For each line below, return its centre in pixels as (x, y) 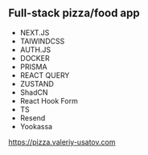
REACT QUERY (45, 75)
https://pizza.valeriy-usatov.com (62, 142)
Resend (33, 118)
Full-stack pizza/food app (74, 13)
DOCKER (35, 58)
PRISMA (33, 67)
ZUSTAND (37, 84)
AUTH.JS (35, 49)
